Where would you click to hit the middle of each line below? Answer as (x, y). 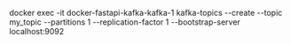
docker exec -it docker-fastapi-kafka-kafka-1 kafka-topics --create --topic (146, 13)
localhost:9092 (37, 31)
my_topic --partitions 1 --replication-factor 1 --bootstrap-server (125, 22)
